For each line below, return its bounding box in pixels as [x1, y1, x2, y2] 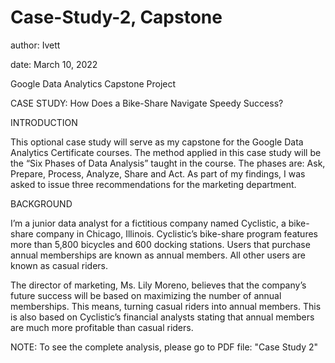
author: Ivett [10, 39, 61, 51]
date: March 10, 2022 [10, 58, 98, 70]
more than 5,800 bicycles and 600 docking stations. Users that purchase [10, 238, 311, 250]
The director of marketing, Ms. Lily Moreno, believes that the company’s [10, 279, 307, 291]
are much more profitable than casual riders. [10, 321, 194, 333]
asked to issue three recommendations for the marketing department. [10, 178, 297, 190]
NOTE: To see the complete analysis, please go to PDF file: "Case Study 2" [10, 341, 319, 353]
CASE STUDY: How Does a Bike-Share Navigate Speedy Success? [10, 97, 284, 109]
